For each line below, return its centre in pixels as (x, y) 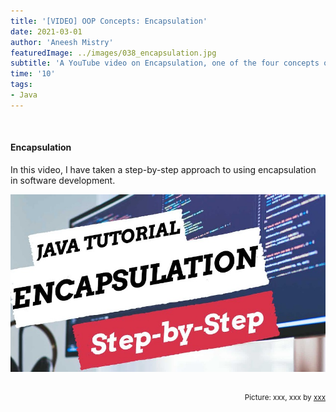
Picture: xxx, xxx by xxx (285, 397)
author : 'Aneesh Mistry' (62, 42)
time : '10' (33, 74)
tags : (21, 85)
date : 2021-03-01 (46, 31)
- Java (24, 95)
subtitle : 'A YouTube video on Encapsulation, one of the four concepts (165, 63)
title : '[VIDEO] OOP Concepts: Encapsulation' (109, 21)
